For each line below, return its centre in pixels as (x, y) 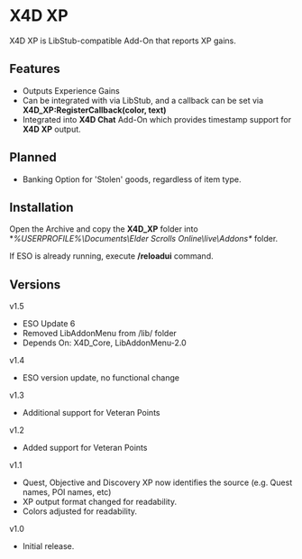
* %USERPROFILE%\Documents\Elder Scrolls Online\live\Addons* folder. (144, 239)
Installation (41, 207)
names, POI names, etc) (67, 492)
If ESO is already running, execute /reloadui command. (111, 256)
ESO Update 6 (49, 324)
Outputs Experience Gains (71, 90)
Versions (35, 284)
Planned (33, 157)
